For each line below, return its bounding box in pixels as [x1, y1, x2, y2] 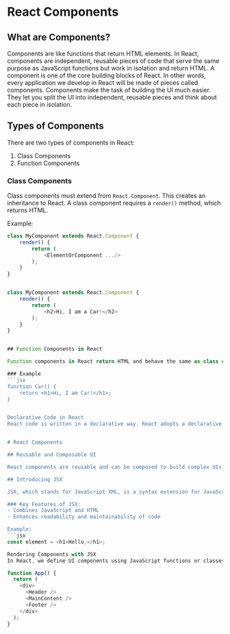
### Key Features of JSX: [7, 500, 81, 507]
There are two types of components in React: [7, 138, 135, 147]
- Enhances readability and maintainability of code [7, 513, 161, 520]
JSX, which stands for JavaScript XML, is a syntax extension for [7, 488, 201, 495]
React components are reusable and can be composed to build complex [7, 464, 210, 470]
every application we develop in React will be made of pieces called [7, 79, 199, 86]
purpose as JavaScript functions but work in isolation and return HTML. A [7, 64, 215, 72]
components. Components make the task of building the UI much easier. [7, 86, 211, 94]
